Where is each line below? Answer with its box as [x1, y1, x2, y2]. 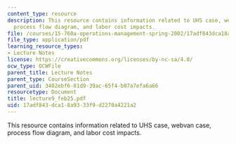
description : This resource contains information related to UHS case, [7, 17, 221, 24]
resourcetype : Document [7, 89, 77, 96]
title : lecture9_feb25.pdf [7, 96, 86, 103]
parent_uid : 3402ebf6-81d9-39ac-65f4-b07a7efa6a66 [7, 82, 159, 89]
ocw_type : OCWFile [7, 63, 61, 70]
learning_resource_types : [7, 43, 83, 50]
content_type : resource [7, 10, 77, 18]
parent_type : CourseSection [7, 75, 90, 83]
